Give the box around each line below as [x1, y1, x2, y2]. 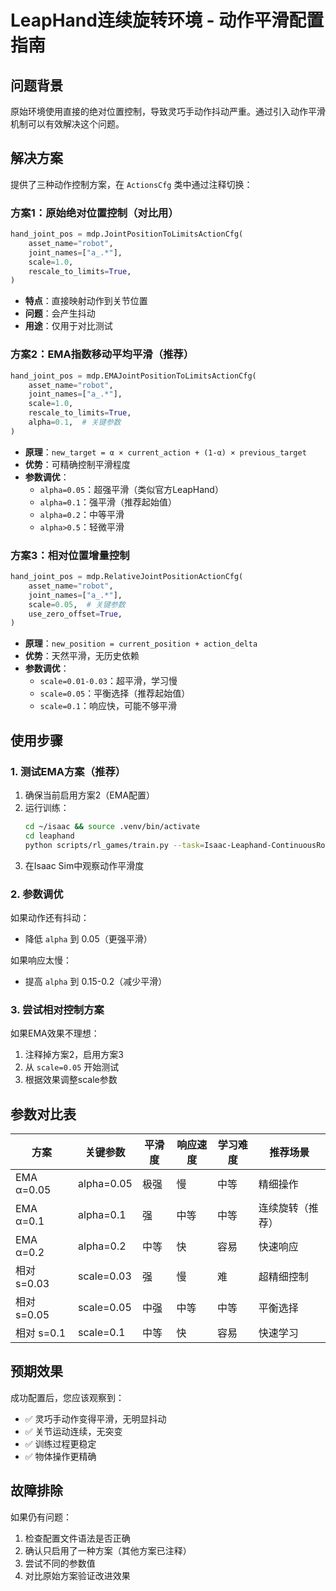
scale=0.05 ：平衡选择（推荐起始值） [39, 687, 191, 700]
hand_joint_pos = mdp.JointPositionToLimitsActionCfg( [10, 229, 244, 240]
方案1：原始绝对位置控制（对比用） [10, 206, 179, 220]
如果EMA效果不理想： [10, 1027, 100, 1040]
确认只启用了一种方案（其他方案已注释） [24, 1544, 192, 1556]
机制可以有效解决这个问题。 [10, 118, 125, 130]
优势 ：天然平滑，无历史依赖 [24, 650, 140, 662]
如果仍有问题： [10, 1511, 72, 1523]
